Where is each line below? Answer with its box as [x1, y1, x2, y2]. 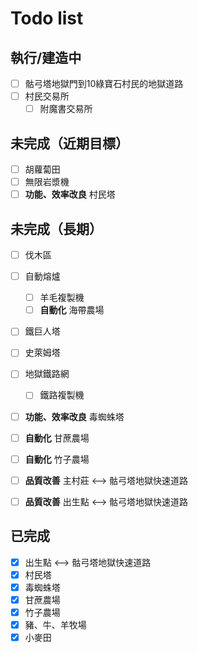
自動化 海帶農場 [39, 304, 105, 316]
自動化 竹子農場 [24, 453, 90, 465]
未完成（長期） [10, 220, 103, 237]
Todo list [10, 7, 84, 30]
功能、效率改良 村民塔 [24, 188, 116, 201]
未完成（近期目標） [10, 135, 129, 152]
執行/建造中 [10, 49, 82, 66]
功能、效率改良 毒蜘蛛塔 [24, 410, 125, 422]
